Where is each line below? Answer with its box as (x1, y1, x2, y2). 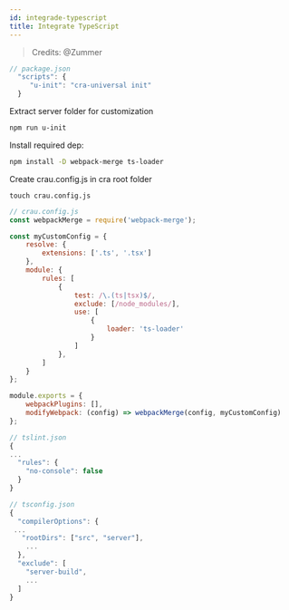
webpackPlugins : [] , (25, 400, 103, 409)
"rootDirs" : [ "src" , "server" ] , (21, 534, 144, 543)
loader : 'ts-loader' (106, 324, 184, 334)
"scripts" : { (17, 73, 67, 82)
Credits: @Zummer (31, 46, 102, 57)
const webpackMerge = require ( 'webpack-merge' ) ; (9, 215, 197, 225)
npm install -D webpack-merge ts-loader (9, 157, 165, 166)
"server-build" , (25, 567, 88, 576)
